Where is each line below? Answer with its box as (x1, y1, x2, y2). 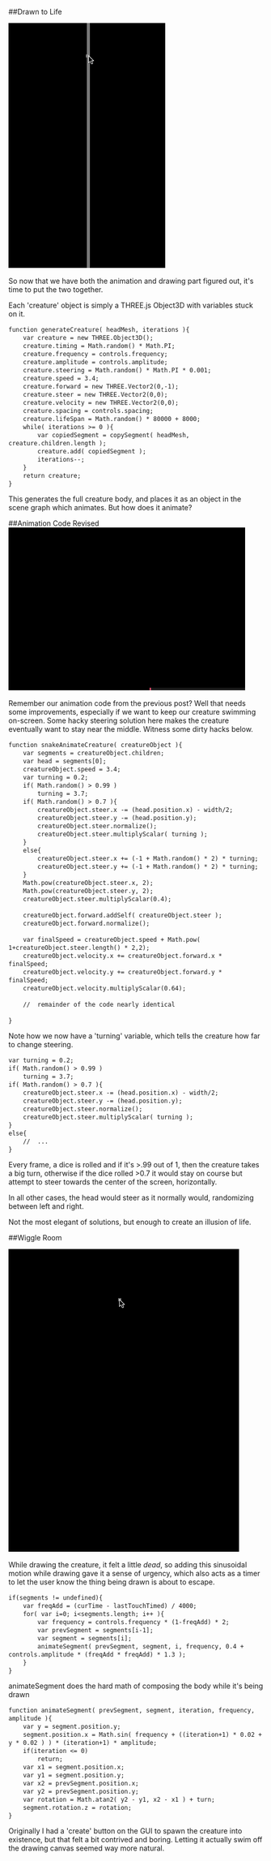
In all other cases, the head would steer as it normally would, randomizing (8, 1193, 254, 1202)
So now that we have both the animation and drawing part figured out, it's (8, 276, 254, 286)
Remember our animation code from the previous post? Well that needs (8, 698, 247, 708)
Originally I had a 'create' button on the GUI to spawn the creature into (8, 1826, 243, 1836)
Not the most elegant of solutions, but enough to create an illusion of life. (8, 1217, 252, 1227)
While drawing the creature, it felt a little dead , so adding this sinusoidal (8, 1560, 248, 1569)
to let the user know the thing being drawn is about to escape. (8, 1577, 216, 1587)
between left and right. (8, 1201, 84, 1211)
